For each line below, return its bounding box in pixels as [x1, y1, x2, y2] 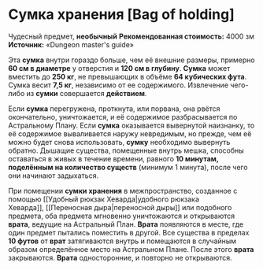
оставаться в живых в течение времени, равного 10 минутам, [8, 153, 219, 163]
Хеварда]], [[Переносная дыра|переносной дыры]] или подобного [8, 202, 232, 212]
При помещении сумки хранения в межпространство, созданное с [8, 186, 238, 195]
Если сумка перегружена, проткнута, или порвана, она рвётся [8, 104, 220, 113]
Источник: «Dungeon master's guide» [8, 39, 134, 49]
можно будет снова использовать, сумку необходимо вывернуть [8, 137, 231, 146]
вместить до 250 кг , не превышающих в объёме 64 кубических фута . [8, 72, 247, 81]
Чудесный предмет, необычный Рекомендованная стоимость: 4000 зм [8, 31, 254, 41]
